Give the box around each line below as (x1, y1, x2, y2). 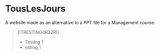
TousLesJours (5, 3, 66, 14)
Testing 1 (24, 38, 43, 45)
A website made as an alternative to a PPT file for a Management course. (5, 19, 156, 25)
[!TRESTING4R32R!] (17, 29, 59, 35)
